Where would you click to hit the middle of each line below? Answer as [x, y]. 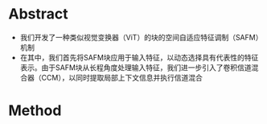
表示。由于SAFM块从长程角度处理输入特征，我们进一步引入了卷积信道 [136, 67]
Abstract [38, 14]
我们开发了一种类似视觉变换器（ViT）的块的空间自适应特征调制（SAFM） [140, 37]
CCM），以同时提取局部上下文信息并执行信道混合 [122, 77]
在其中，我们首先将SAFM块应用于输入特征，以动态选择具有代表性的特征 [139, 57]
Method [35, 111]
